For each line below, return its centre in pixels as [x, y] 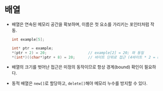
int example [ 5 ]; [28, 39]
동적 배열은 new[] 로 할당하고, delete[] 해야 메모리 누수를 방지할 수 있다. [80, 83]
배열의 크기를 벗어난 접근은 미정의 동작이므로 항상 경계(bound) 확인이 [77, 67]
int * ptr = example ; [32, 48]
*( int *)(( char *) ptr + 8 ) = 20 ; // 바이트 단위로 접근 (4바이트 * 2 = [83, 57]
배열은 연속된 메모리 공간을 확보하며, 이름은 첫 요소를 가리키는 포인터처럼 [80, 24]
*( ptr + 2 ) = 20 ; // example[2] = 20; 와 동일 [78, 53]
